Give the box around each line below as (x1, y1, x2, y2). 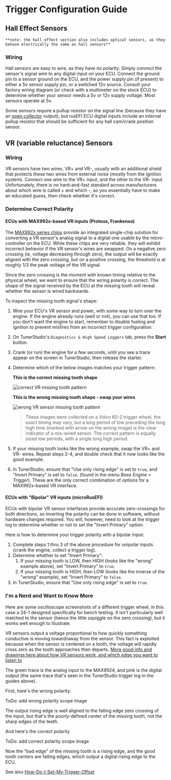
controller (5, 240, 26, 246)
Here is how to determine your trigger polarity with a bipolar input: (5, 532, 144, 538)
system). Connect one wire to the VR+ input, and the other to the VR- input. (5, 176, 164, 182)
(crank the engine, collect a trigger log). (12, 547, 96, 553)
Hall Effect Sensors (5, 24, 68, 33)
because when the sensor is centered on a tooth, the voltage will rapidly (5, 641, 157, 647)
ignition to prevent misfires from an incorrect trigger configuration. (12, 324, 153, 330)
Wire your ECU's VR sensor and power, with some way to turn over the (12, 308, 162, 314)
